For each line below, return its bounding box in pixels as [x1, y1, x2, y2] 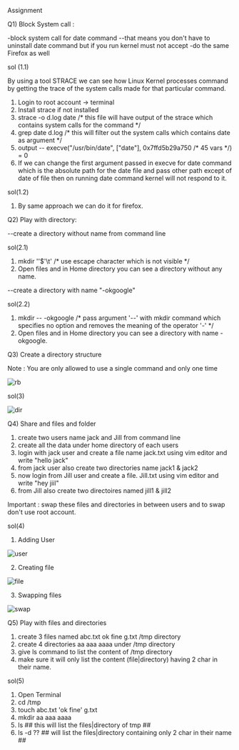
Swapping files [17, 591, 62, 599]
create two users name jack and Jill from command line [17, 434, 180, 441]
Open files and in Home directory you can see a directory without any [17, 264, 223, 273]
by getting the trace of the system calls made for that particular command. [7, 84, 226, 92]
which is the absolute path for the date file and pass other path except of [17, 166, 232, 174]
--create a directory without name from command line [7, 229, 166, 238]
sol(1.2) [7, 188, 29, 196]
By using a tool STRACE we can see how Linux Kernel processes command [7, 76, 228, 85]
